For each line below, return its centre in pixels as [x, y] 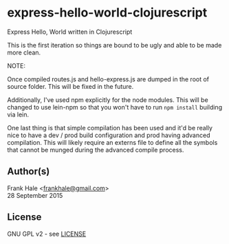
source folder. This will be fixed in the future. [70, 86]
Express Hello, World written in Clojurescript [70, 32]
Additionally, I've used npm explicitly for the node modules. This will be [108, 100]
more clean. [24, 52]
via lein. [18, 114]
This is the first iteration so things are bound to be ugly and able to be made [115, 45]
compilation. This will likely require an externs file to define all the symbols [112, 142]
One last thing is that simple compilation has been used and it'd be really [110, 128]
